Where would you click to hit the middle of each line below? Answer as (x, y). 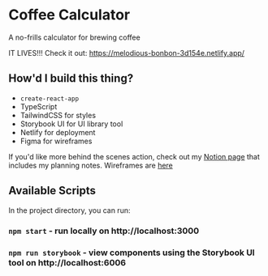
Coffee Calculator (69, 15)
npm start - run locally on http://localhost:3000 (104, 231)
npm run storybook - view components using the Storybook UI (132, 253)
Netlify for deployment (58, 132)
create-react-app (50, 99)
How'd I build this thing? (71, 79)
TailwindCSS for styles (58, 115)
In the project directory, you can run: (69, 210)
